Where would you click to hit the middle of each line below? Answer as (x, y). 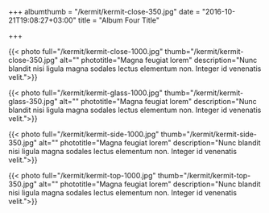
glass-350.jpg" (33, 101)
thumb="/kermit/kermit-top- (204, 175)
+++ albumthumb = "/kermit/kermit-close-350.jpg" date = (104, 12)
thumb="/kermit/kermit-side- (209, 134)
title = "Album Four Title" (118, 20)
